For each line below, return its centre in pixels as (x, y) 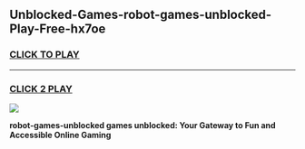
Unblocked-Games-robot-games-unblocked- (141, 15)
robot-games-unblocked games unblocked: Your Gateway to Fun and (143, 125)
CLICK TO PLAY (44, 55)
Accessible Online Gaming (60, 135)
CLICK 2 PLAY (41, 88)
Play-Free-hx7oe (58, 29)
